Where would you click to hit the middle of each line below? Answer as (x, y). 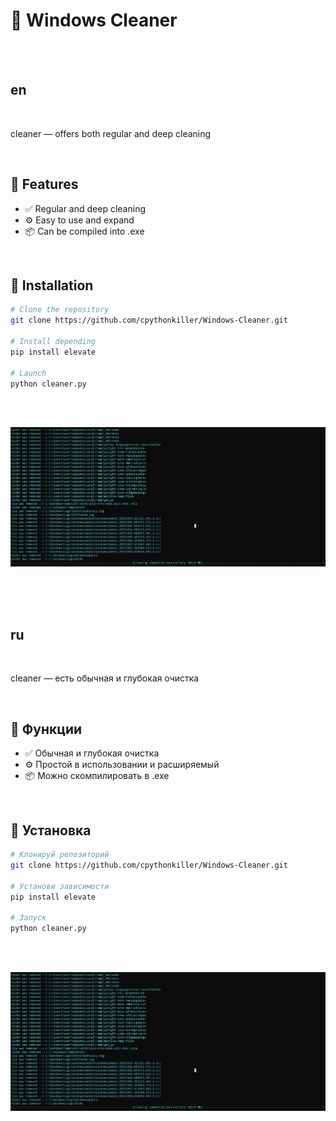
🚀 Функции (46, 729)
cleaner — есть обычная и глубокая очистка (105, 678)
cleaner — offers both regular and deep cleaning (111, 133)
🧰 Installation (52, 285)
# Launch (28, 373)
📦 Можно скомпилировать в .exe (97, 776)
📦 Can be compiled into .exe (84, 231)
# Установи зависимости (60, 886)
